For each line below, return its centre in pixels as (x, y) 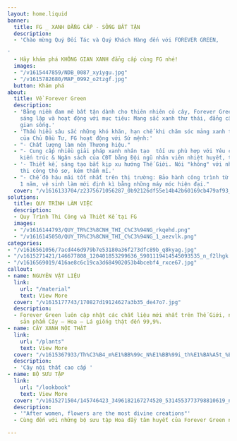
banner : (19, 20)
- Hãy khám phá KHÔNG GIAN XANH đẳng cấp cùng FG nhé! (96, 60)
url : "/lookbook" (45, 387)
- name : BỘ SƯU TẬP (36, 375)
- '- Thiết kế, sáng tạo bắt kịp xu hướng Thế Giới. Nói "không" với (118, 164)
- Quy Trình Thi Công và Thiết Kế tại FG (75, 217)
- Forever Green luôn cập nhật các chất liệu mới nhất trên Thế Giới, (120, 315)
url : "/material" (45, 289)
